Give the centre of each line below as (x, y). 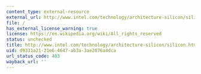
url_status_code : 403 (33, 56)
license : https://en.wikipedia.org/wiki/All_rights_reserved (84, 34)
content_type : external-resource (48, 12)
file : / (16, 23)
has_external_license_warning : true (52, 28)
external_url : (24, 17)
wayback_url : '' (26, 61)
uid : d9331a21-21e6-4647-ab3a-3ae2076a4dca (61, 51)
